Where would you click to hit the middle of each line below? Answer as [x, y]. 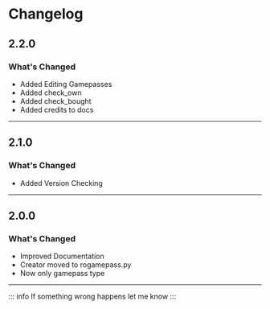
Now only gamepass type [62, 274]
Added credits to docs [57, 109]
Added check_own [51, 93]
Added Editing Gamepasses [66, 84]
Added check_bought [55, 101]
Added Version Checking [61, 183]
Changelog [46, 14]
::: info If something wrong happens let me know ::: [92, 297]
